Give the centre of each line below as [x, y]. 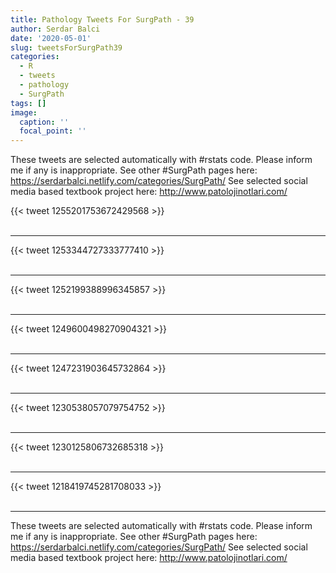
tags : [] [28, 103]
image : [24, 112]
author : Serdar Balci [55, 29]
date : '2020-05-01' [51, 38]
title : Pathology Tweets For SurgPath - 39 [102, 19]
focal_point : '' [53, 131]
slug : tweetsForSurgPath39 [66, 47]
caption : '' [44, 122]
